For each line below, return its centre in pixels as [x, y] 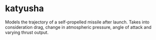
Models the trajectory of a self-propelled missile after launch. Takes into [77, 22]
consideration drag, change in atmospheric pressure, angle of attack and [78, 27]
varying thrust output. [27, 32]
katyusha [25, 9]
